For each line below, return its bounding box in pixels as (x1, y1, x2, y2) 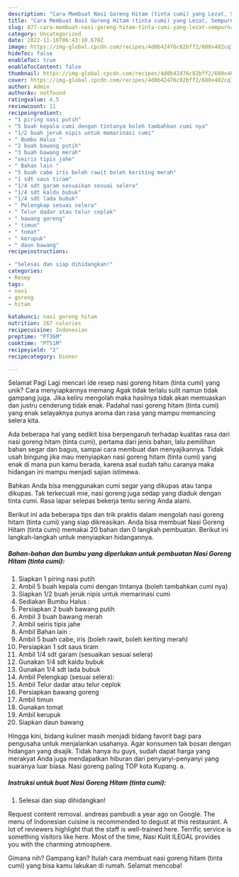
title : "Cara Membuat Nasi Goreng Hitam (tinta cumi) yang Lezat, (8, 17, 209, 24)
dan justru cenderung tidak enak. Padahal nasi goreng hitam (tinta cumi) (8, 401, 219, 410)
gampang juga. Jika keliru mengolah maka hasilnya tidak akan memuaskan (8, 393, 226, 402)
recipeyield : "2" (8, 346, 60, 354)
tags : (8, 280, 24, 288)
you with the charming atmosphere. (8, 840, 112, 849)
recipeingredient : (8, 109, 62, 116)
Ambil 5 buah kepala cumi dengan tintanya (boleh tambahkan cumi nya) (18, 582, 228, 591)
